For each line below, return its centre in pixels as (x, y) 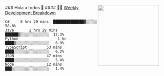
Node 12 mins (34, 64)
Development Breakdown (31, 13)
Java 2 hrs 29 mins (31, 30)
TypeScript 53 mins (34, 47)
